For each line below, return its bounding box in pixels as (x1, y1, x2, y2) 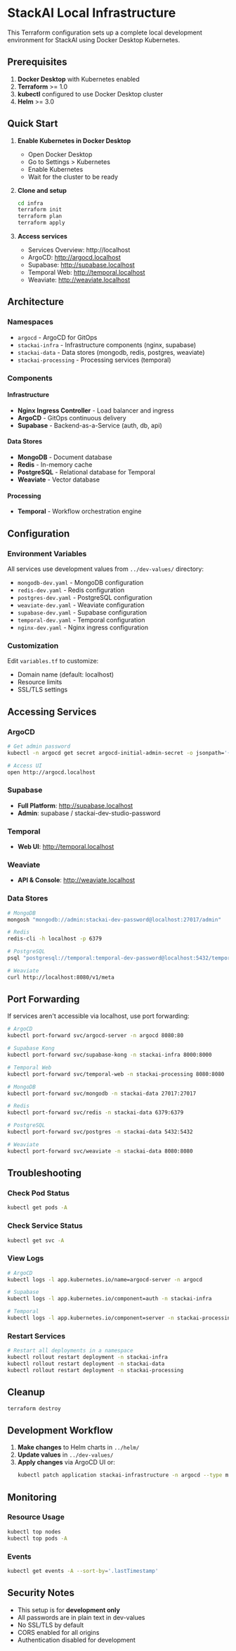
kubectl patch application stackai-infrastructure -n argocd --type (17, 1471, 223, 1479)
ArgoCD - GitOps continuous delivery (17, 413, 126, 422)
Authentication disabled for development (17, 1636, 136, 1644)
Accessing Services (7, 705, 97, 717)
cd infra (17, 199, 44, 207)
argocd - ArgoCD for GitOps (17, 333, 98, 341)
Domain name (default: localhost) (17, 670, 114, 679)
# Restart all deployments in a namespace (7, 1347, 133, 1355)
